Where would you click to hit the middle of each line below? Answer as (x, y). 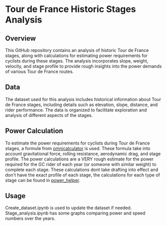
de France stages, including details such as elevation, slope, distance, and (82, 104)
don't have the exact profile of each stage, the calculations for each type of (83, 175)
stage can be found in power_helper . (43, 180)
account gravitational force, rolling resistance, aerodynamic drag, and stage (83, 153)
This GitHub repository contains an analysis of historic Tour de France (77, 50)
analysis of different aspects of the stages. (49, 115)
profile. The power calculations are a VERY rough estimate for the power (80, 159)
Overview (21, 38)
